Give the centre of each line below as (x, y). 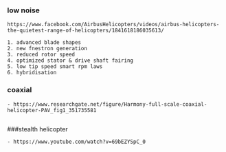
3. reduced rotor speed (41, 55)
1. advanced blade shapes (44, 43)
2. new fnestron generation (47, 49)
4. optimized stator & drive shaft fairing (70, 61)
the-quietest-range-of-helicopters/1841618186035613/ (86, 31)
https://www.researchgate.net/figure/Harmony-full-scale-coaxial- (110, 104)
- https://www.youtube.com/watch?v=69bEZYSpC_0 (77, 142)
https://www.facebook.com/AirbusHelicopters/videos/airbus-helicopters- (113, 25)
